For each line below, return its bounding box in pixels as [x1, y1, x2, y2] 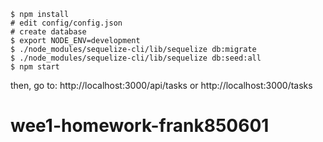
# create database [10, 27, 87, 37]
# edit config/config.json [10, 18, 123, 28]
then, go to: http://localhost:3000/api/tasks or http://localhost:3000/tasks [10, 80, 313, 91]
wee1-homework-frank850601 [10, 115, 270, 137]
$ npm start [10, 62, 60, 72]
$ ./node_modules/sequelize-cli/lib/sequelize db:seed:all [10, 53, 262, 63]
